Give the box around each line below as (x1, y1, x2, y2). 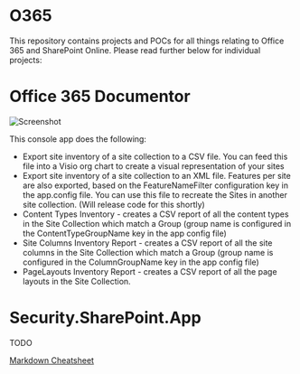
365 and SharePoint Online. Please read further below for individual (9, 44, 261, 55)
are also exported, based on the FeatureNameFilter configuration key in (22, 180, 289, 191)
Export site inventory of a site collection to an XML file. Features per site (22, 170, 291, 181)
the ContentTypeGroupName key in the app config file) (22, 228, 228, 238)
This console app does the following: (9, 133, 147, 145)
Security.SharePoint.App (9, 308, 202, 328)
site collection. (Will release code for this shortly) (22, 199, 205, 210)
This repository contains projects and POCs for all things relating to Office (9, 35, 285, 46)
